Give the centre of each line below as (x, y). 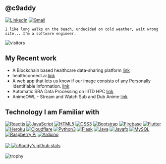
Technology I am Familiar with (52, 112)
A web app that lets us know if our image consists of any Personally (82, 81)
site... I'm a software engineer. (41, 33)
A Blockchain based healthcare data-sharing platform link (71, 70)
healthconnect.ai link (34, 75)
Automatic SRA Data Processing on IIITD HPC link (63, 91)
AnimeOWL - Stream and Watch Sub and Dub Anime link (70, 97)
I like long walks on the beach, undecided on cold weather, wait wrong (82, 29)
